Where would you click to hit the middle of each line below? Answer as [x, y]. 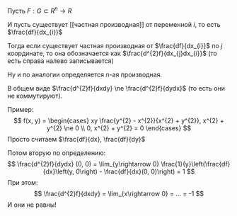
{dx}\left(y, [58, 171]
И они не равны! [32, 205]
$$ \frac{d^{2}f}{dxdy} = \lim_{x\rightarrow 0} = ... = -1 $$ [119, 193]
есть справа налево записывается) [61, 61]
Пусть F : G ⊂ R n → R [40, 10]
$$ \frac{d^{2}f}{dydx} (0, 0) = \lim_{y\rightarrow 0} [83, 164]
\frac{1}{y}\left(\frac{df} [196, 164]
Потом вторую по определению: [57, 153]
